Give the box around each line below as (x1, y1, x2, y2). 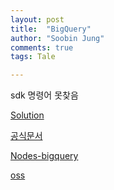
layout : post (10, 14, 65, 25)
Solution (10, 109, 45, 121)
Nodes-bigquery (10, 150, 79, 162)
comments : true (10, 42, 74, 53)
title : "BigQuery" (10, 24, 92, 34)
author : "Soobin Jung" (10, 33, 105, 43)
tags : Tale (10, 52, 56, 62)
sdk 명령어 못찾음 (10, 89, 79, 101)
